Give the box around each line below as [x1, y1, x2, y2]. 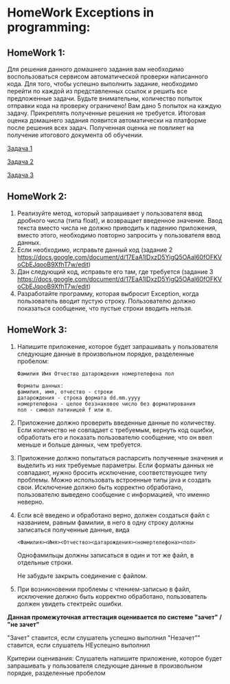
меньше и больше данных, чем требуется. [16, 440, 143, 449]
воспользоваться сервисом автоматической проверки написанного [7, 72, 208, 81]
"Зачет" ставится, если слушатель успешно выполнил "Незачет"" [7, 633, 200, 641]
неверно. [16, 498, 45, 506]
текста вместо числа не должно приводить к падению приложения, [16, 224, 218, 232]
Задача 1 [7, 145, 33, 152]
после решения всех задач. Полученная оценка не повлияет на [7, 124, 194, 131]
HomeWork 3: [7, 324, 67, 336]
